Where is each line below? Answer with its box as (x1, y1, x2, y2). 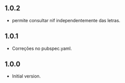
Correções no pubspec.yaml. (11, 45, 72, 51)
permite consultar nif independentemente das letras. (11, 17, 120, 23)
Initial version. (11, 73, 41, 79)
